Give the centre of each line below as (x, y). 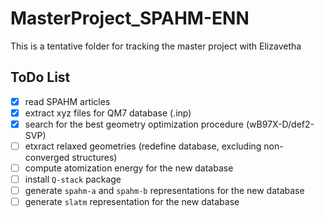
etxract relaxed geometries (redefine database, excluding (143, 146)
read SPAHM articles (67, 101)
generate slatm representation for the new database (132, 202)
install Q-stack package (73, 179)
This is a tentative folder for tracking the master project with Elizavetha (156, 46)
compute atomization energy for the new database (129, 168)
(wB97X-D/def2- (280, 124)
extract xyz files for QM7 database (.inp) (108, 113)
